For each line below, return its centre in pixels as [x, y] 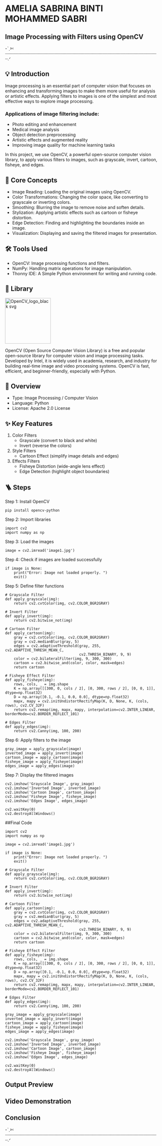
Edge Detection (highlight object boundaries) [64, 472]
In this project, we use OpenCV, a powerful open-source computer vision [78, 155]
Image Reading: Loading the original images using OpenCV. [72, 192]
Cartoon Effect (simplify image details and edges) [69, 456]
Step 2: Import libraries [28, 519]
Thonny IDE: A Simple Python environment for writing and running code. [84, 273]
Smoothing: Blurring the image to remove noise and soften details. [78, 207]
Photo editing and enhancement [44, 124]
